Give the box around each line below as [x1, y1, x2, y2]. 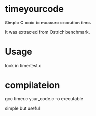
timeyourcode [5, 3, 64, 15]
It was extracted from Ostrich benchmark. [5, 29, 90, 35]
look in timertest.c [5, 62, 42, 68]
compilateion [5, 80, 60, 91]
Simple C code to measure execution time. [5, 20, 91, 25]
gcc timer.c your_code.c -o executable [5, 95, 84, 101]
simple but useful [5, 105, 40, 111]
